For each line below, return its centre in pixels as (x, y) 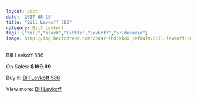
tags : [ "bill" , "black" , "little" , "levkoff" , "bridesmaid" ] (77, 33)
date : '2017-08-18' (30, 17)
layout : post (22, 11)
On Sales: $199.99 (29, 66)
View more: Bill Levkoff (34, 89)
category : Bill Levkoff (35, 28)
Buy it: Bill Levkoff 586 (33, 78)
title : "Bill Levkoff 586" (39, 22)
